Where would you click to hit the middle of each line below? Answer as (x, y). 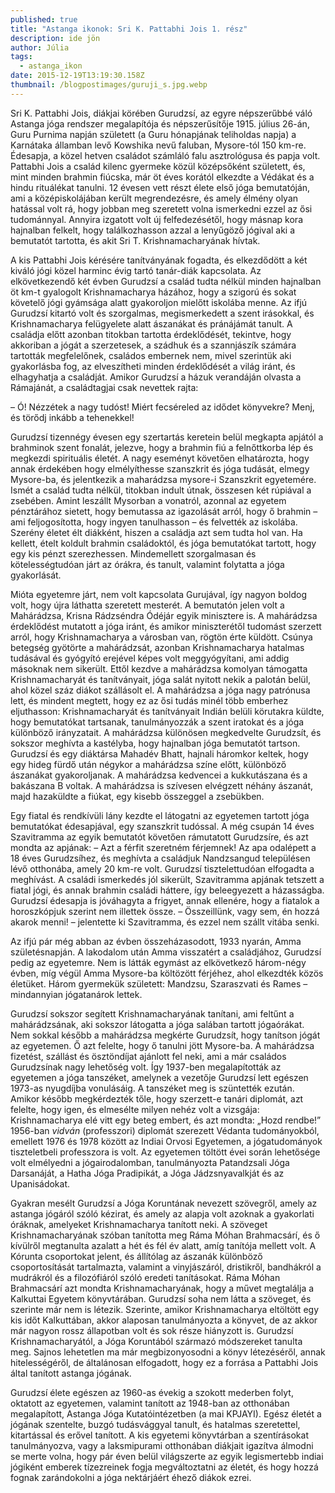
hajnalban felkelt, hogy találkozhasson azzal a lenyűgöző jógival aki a (153, 230)
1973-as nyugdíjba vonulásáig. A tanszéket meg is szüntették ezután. (152, 1088)
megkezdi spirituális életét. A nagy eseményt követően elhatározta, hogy (160, 458)
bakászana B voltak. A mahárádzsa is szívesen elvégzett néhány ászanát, (162, 785)
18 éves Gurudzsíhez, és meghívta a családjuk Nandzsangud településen (160, 858)
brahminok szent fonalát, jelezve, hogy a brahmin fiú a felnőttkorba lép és (162, 447)
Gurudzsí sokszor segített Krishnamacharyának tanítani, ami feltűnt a (152, 1013)
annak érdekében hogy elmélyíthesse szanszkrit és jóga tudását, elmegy (160, 468)
